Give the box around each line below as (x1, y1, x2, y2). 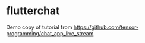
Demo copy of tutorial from (6, 24, 72, 31)
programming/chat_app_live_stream (6, 29, 94, 37)
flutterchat (6, 4, 60, 18)
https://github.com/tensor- (73, 24, 139, 31)
